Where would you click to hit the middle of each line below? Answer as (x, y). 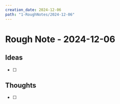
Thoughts (21, 85)
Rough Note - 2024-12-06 (60, 39)
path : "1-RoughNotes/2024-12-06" (40, 14)
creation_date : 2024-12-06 (33, 10)
